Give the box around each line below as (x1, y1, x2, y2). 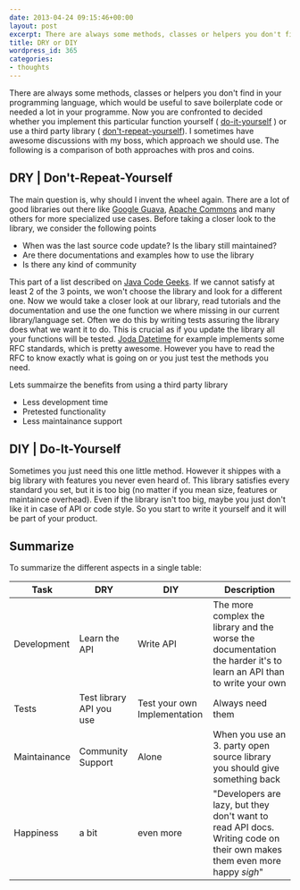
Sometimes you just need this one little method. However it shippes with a (9, 465, 281, 476)
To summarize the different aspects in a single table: (9, 563, 203, 573)
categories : (9, 55, 54, 64)
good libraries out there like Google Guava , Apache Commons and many (9, 203, 276, 215)
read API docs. (212, 821, 275, 834)
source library (212, 750, 271, 763)
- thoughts (9, 64, 50, 72)
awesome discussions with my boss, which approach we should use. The (9, 135, 279, 146)
